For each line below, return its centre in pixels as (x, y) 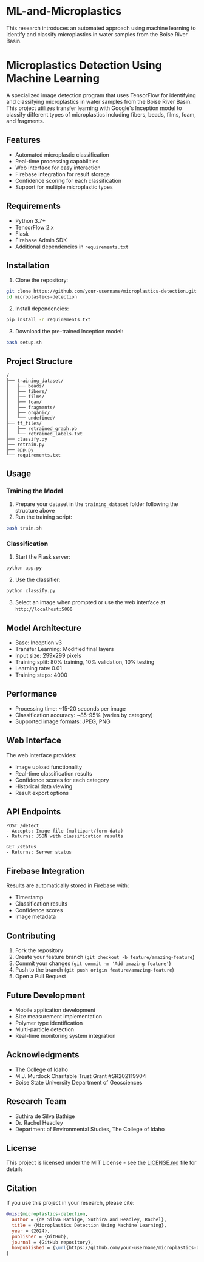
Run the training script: (44, 517)
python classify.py (31, 591)
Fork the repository (39, 950)
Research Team (36, 1101)
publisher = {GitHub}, (40, 1236)
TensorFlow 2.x (34, 227)
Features (23, 140)
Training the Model (35, 491)
